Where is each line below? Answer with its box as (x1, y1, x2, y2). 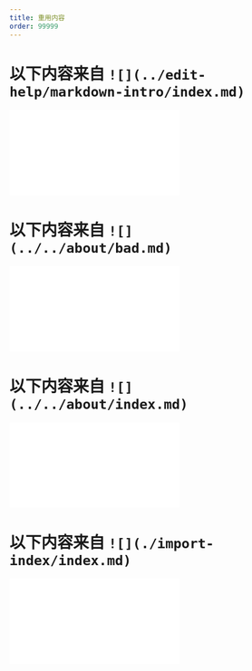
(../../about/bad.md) (9, 239, 172, 256)
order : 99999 (9, 22, 59, 31)
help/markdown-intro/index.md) (9, 83, 246, 101)
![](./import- (108, 535, 215, 552)
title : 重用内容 (9, 13, 65, 23)
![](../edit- (108, 66, 207, 83)
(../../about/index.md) (9, 396, 189, 413)
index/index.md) (9, 551, 131, 569)
